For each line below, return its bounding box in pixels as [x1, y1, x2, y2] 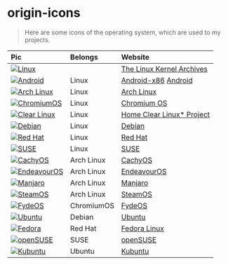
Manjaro [121, 177, 149, 187]
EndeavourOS [121, 166, 167, 176]
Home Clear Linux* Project [121, 109, 210, 119]
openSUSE [121, 235, 156, 245]
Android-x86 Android [121, 75, 193, 85]
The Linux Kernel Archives [121, 64, 208, 74]
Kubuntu [121, 246, 149, 256]
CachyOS [121, 155, 153, 165]
